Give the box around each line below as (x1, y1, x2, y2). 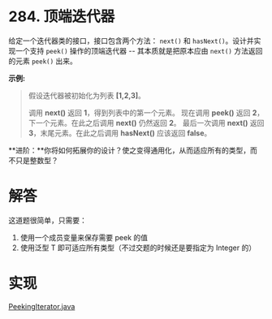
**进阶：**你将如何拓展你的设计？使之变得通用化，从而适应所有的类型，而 (8, 145, 258, 155)
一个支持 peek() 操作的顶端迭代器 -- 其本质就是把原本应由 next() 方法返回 (15, 45, 263, 55)
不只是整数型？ (8, 155, 58, 165)
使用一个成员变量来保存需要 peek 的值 (19, 232, 149, 242)
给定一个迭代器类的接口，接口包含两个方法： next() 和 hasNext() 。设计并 (8, 36, 254, 45)
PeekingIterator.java (8, 301, 76, 311)
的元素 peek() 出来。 (8, 56, 77, 66)
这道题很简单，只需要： (8, 215, 87, 225)
